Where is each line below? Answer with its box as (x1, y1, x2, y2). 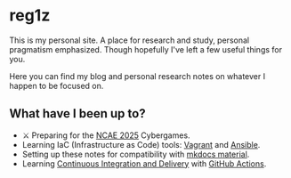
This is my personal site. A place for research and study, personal (9, 35, 250, 45)
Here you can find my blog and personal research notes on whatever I (9, 70, 265, 81)
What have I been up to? (9, 106, 146, 121)
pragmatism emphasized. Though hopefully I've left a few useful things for (9, 44, 283, 54)
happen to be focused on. (9, 80, 104, 91)
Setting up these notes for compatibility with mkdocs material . (21, 149, 250, 159)
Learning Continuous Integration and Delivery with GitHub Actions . (21, 158, 267, 169)
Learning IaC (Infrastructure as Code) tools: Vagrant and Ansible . (21, 139, 261, 150)
